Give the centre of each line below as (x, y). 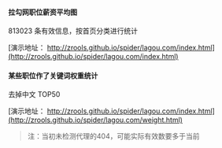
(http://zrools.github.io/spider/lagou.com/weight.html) (96, 120)
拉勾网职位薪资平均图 (43, 12)
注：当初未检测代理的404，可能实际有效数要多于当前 (113, 136)
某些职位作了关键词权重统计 (53, 76)
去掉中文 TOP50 (34, 94)
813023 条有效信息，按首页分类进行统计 (73, 31)
